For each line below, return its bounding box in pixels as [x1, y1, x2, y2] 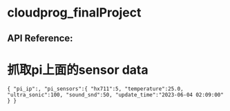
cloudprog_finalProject [7, 5, 142, 21]
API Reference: [7, 32, 74, 44]
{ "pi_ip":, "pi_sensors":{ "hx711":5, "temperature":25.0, [7, 85, 184, 92]
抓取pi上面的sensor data [7, 62, 148, 77]
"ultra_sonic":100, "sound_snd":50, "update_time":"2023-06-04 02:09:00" [7, 91, 224, 98]
